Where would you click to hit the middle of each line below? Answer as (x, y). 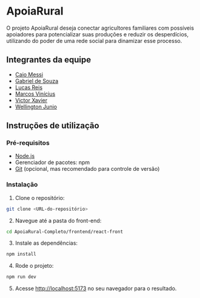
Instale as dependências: (46, 243)
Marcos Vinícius (35, 94)
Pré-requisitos (28, 143)
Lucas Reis (29, 87)
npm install (21, 254)
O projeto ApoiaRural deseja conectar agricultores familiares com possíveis (100, 28)
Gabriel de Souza (37, 81)
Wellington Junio (36, 107)
